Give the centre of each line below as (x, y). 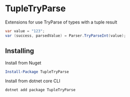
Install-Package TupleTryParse (37, 72)
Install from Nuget (23, 63)
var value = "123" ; (25, 31)
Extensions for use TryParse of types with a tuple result (61, 22)
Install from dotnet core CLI (33, 81)
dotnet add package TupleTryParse (40, 90)
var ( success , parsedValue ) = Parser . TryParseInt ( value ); (65, 36)
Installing (20, 51)
